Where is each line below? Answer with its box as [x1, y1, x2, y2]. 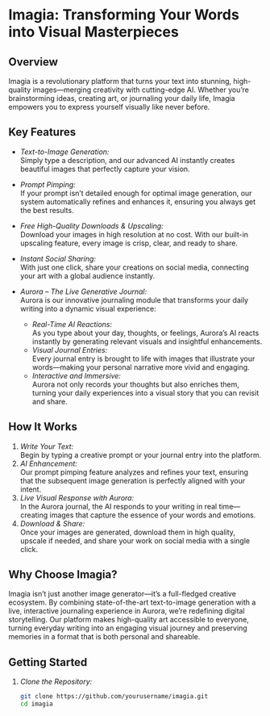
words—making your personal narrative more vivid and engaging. [31, 362, 250, 372]
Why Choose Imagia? [8, 567, 118, 582]
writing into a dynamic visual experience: [19, 304, 157, 313]
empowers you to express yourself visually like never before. [8, 103, 210, 111]
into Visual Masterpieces [8, 23, 179, 41]
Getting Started [8, 655, 88, 669]
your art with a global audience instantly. [19, 270, 156, 280]
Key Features [8, 125, 77, 139]
